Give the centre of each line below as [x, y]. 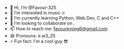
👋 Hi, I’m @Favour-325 [33, 8]
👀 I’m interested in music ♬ [38, 13]
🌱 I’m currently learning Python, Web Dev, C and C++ [64, 18]
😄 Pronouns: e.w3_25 [33, 36]
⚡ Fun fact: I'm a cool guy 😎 [39, 41]
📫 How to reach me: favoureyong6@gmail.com [59, 29]
